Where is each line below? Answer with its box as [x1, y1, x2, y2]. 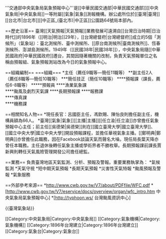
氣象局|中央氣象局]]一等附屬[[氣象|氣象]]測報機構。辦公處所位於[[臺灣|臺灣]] [5, 11, 160, 17]
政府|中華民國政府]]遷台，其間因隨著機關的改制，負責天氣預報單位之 [13, 53, 153, 59]
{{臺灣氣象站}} [5, 205, 35, 211]
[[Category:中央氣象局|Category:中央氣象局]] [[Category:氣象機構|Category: [5, 216, 161, 222]
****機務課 [5, 101, 27, 107]
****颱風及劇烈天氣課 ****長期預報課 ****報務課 [5, 88, 104, 94]
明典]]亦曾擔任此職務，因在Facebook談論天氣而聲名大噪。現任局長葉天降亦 [5, 136, 159, 142]
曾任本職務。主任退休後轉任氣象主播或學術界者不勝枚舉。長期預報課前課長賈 [5, 142, 162, 148]
